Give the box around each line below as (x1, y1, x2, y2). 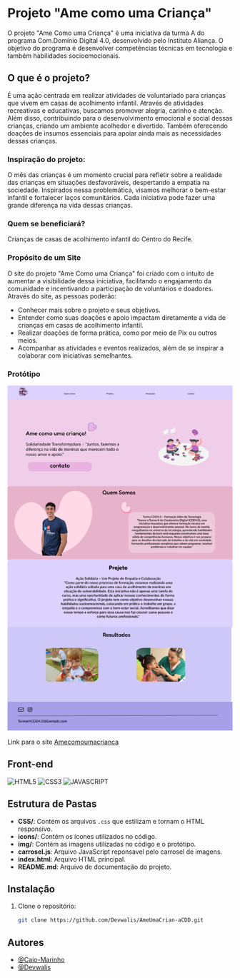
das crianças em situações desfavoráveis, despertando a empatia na (7, 178, 210, 187)
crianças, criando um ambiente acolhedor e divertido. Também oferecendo (7, 121, 229, 130)
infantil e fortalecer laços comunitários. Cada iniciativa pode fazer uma (7, 193, 216, 202)
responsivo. (17, 825, 53, 833)
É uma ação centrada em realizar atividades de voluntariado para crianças (7, 91, 226, 99)
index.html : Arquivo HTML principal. (17, 855, 126, 863)
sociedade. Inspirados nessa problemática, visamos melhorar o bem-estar (7, 186, 226, 194)
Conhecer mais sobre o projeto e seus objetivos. (17, 306, 161, 314)
